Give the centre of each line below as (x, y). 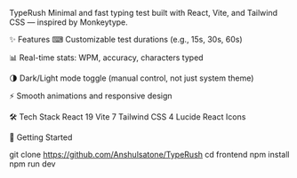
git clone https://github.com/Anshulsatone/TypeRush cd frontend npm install (149, 155)
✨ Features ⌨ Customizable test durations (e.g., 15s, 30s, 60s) (126, 39)
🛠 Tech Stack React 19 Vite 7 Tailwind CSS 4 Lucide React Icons (128, 117)
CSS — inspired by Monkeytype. (69, 22)
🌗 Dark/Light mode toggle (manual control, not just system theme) (132, 78)
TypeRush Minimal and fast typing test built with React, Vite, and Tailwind (144, 13)
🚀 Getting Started (41, 137)
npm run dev (32, 164)
